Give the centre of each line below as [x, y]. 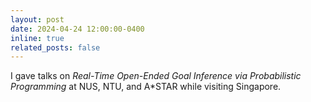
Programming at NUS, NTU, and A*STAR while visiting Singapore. [146, 87]
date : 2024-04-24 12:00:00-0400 [77, 29]
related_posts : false [55, 47]
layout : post [37, 19]
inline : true [37, 38]
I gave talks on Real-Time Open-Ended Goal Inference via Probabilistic [156, 76]
